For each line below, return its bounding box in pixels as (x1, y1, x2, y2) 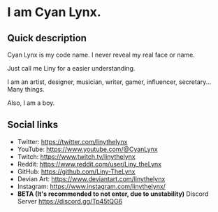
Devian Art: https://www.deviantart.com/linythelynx (17, 174, 166, 183)
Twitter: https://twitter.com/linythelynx (17, 137, 128, 146)
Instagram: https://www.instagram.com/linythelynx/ (17, 182, 166, 190)
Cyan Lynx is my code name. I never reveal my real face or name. (7, 50, 196, 59)
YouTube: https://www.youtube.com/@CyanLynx (17, 145, 159, 153)
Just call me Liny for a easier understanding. (7, 64, 136, 72)
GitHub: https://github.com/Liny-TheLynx (17, 167, 136, 176)
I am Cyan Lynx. (7, 4, 101, 20)
